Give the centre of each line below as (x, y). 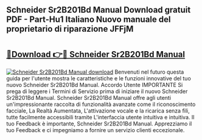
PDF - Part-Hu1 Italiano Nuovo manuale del (89, 20)
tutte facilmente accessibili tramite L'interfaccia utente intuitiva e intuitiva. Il (100, 117)
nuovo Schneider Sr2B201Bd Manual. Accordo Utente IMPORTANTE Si (95, 85)
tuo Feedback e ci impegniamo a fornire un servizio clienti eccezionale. (96, 130)
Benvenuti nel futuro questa (149, 72)
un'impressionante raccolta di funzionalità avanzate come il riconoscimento (101, 104)
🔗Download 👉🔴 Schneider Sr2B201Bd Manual (96, 54)
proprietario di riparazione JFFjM (70, 29)
